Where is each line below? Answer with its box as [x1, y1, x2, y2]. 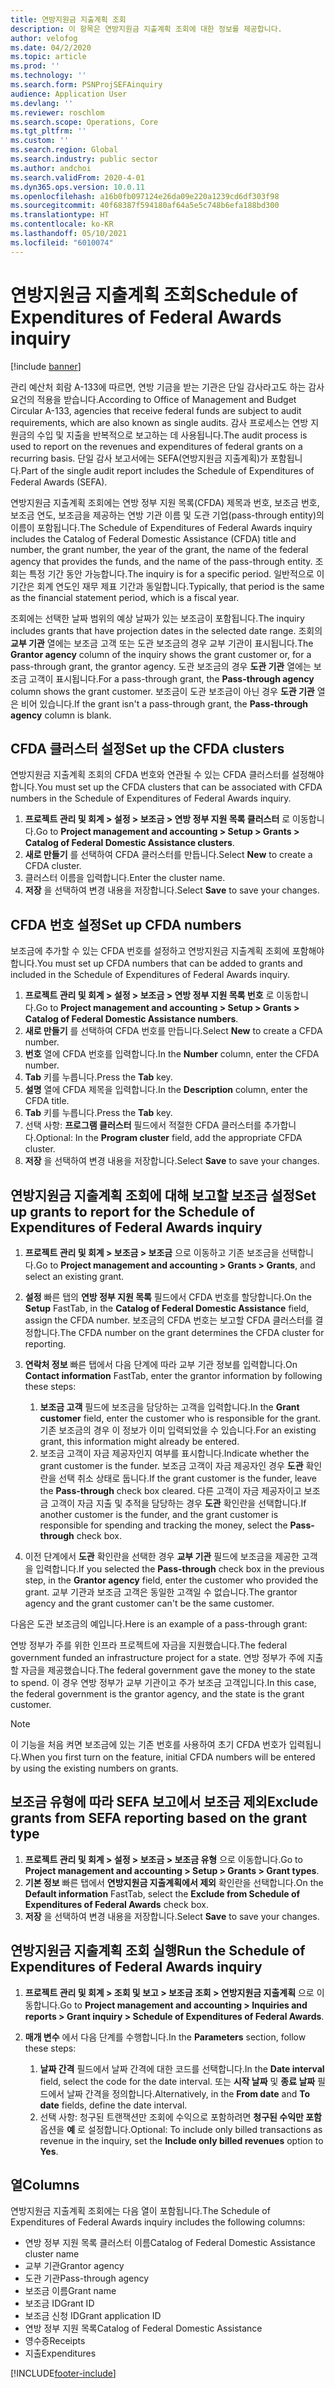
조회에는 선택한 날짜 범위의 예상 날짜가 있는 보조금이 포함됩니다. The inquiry [10, 612, 305, 624]
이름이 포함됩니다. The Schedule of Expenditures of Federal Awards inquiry [10, 521, 313, 533]
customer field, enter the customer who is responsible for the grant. [39, 1412, 322, 1424]
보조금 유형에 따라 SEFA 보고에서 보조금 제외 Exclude [10, 1794, 319, 1811]
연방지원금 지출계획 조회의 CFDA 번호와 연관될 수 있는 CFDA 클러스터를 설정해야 [10, 769, 325, 781]
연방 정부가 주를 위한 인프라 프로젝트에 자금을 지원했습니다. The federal [10, 1639, 288, 1651]
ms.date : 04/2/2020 [10, 42, 92, 53]
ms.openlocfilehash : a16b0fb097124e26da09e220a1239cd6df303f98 [10, 191, 280, 201]
